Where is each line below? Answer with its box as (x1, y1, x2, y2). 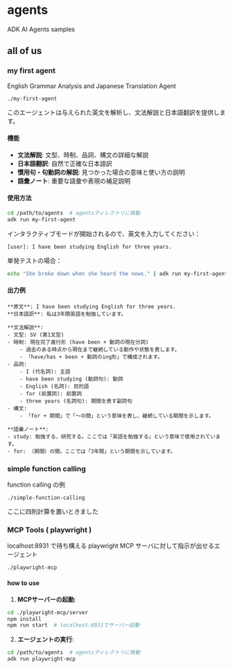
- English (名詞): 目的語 (19, 383, 89, 390)
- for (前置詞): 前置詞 (19, 390, 82, 397)
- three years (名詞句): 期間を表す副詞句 (19, 397, 133, 404)
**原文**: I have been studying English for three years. (7, 303, 176, 310)
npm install (7, 616, 42, 623)
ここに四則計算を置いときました (7, 507, 98, 516)
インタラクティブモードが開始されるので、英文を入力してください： (7, 229, 201, 238)
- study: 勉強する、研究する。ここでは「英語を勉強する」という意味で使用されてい (7, 433, 216, 440)
